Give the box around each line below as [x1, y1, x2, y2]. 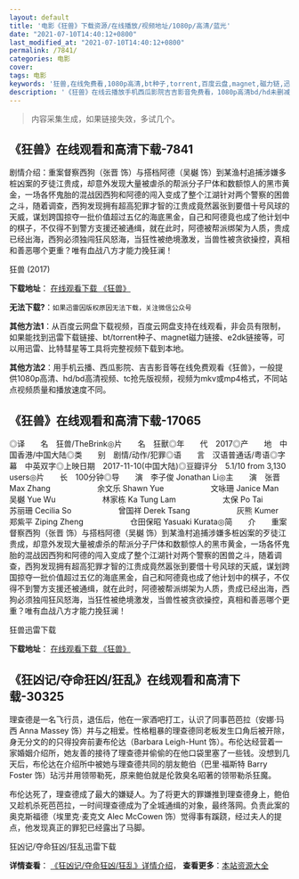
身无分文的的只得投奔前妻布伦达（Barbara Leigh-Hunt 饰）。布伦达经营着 [9, 736, 276, 747]
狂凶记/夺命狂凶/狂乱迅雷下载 [9, 841, 117, 851]
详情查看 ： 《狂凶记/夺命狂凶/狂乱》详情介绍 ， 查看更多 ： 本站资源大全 [9, 859, 269, 870]
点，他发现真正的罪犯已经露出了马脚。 [9, 822, 149, 833]
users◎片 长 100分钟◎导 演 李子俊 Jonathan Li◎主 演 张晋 [9, 472, 280, 482]
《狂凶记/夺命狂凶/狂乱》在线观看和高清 [9, 672, 230, 687]
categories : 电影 [9, 54, 71, 63]
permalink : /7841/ [9, 46, 77, 55]
